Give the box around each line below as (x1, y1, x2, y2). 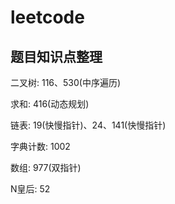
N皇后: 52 (10, 183, 51, 195)
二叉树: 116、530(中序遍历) (10, 77, 122, 88)
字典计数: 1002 (10, 141, 71, 152)
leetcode (10, 6, 85, 29)
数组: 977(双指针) (10, 162, 82, 173)
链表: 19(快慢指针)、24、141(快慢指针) (10, 119, 167, 131)
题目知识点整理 (10, 48, 103, 65)
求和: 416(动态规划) (10, 98, 90, 110)
